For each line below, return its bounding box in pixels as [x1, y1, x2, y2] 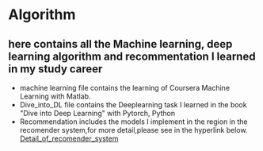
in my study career [8, 62, 103, 75]
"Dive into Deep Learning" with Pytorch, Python [19, 109, 176, 118]
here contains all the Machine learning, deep [8, 37, 233, 51]
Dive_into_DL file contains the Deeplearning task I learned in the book [19, 100, 247, 109]
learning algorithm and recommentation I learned [8, 49, 256, 63]
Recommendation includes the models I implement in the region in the [19, 117, 248, 126]
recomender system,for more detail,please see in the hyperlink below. [19, 126, 248, 134]
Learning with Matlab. [19, 91, 91, 101]
